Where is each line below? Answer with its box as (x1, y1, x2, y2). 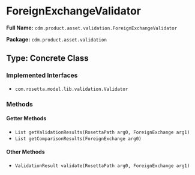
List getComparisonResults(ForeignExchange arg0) (14, 135, 142, 142)
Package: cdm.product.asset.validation (6, 35, 107, 43)
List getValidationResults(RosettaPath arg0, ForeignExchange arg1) (14, 129, 190, 135)
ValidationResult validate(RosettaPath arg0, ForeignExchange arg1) (14, 162, 190, 169)
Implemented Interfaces (6, 71, 78, 79)
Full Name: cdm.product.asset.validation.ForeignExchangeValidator (6, 24, 178, 31)
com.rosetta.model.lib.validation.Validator (14, 86, 128, 92)
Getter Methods (6, 115, 47, 122)
